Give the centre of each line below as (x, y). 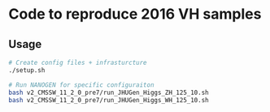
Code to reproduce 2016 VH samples (135, 14)
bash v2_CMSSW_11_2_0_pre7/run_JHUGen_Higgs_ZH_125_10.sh (109, 93)
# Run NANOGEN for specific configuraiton (81, 85)
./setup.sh (27, 70)
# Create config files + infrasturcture (78, 62)
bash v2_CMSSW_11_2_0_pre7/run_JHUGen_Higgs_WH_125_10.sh (109, 100)
